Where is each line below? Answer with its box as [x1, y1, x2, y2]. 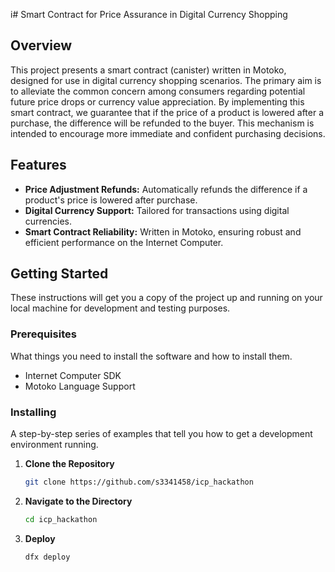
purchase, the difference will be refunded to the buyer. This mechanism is [10, 117, 315, 129]
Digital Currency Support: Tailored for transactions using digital [24, 204, 290, 216]
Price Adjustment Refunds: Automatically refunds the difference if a [24, 183, 308, 195]
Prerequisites [10, 327, 77, 341]
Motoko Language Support [24, 380, 136, 392]
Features [10, 157, 67, 174]
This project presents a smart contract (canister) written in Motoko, [10, 64, 287, 76]
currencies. [24, 215, 73, 227]
